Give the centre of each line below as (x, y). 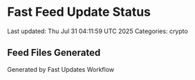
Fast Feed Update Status (79, 12)
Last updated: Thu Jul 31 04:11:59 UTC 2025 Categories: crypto (98, 31)
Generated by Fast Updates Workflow (61, 69)
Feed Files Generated (54, 53)
